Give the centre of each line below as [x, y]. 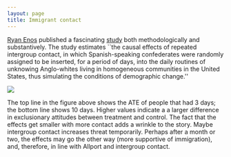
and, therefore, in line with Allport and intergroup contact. [89, 146]
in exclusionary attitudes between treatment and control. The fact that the [112, 117]
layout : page [26, 13]
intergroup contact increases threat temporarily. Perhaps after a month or [111, 132]
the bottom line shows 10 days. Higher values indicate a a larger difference [113, 109]
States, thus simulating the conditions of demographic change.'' [98, 76]
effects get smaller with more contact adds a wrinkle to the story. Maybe [110, 124]
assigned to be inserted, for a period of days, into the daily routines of [106, 61]
